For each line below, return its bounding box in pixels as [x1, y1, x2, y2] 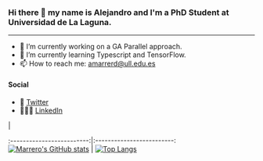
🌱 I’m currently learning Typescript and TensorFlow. [19, 50, 186, 59]
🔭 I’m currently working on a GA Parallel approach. [19, 42, 182, 52]
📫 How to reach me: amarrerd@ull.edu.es [19, 59, 156, 69]
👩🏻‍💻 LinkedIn [19, 106, 63, 115]
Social [8, 80, 29, 89]
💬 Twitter [19, 97, 49, 106]
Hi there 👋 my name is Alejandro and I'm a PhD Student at [8, 7, 229, 18]
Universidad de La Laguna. [8, 16, 112, 27]
